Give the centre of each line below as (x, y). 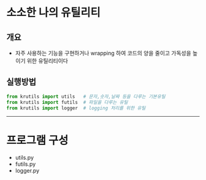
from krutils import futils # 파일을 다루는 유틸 (67, 102)
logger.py (27, 171)
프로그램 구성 (37, 140)
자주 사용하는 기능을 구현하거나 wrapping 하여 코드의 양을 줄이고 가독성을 (103, 53)
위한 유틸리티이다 (48, 61)
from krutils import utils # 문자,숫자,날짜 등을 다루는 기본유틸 (86, 96)
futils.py (25, 164)
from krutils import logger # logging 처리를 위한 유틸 (76, 108)
